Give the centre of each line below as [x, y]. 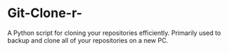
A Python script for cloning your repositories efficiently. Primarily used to [114, 33]
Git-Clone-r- [45, 13]
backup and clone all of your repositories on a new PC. [88, 40]
